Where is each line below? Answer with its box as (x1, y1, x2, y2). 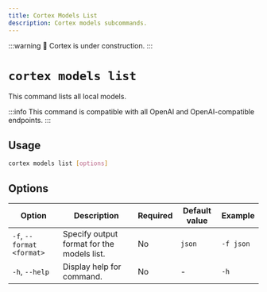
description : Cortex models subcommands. (8, 19, 148, 27)
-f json (221, 239, 250, 248)
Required (137, 209, 173, 221)
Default (182, 205, 212, 216)
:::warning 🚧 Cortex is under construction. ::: (8, 40, 153, 50)
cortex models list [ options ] (8, 159, 109, 167)
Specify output (62, 228, 118, 239)
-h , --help (12, 266, 50, 277)
